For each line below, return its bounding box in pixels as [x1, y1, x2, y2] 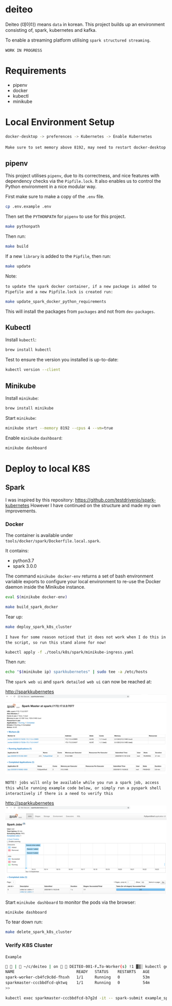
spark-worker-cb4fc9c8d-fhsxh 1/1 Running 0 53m [5, 975, 150, 980]
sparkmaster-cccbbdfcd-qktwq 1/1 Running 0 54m [5, 980, 150, 985]
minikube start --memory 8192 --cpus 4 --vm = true [5, 425, 114, 431]
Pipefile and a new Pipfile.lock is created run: [5, 289, 114, 294]
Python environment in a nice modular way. [5, 183, 97, 190]
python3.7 [12, 557, 34, 564]
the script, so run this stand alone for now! [5, 640, 106, 645]
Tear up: [5, 613, 23, 620]
